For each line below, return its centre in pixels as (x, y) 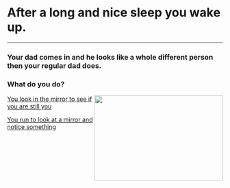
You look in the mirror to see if (50, 99)
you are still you (29, 106)
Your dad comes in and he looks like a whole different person (110, 57)
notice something (32, 127)
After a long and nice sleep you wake (114, 13)
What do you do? (36, 84)
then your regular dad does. (54, 65)
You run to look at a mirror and (50, 120)
